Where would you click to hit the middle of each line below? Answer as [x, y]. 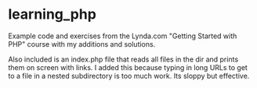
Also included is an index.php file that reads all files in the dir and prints [123, 59]
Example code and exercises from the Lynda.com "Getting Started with [123, 36]
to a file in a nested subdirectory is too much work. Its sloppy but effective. [129, 76]
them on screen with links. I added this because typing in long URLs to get [128, 67]
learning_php [52, 14]
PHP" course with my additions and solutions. [82, 44]
